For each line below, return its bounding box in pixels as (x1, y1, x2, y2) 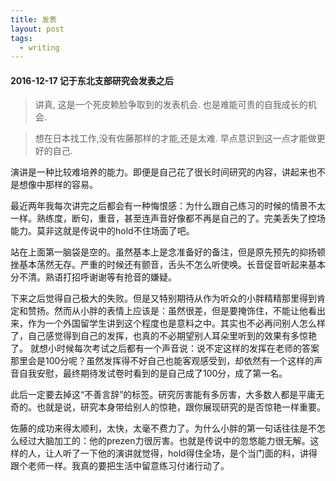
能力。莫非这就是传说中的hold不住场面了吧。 (10, 225, 195, 237)
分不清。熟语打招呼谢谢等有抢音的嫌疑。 (10, 271, 177, 283)
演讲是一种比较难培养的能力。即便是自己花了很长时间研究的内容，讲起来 (10, 166, 308, 178)
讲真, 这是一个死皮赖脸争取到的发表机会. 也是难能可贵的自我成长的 (34, 99, 308, 111)
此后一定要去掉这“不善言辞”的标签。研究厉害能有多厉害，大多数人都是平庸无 (10, 389, 325, 401)
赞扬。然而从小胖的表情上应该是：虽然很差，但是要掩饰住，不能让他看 (27, 305, 317, 317)
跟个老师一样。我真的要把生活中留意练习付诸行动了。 (10, 460, 230, 472)
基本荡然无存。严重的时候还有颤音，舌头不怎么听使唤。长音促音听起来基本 (18, 259, 326, 271)
